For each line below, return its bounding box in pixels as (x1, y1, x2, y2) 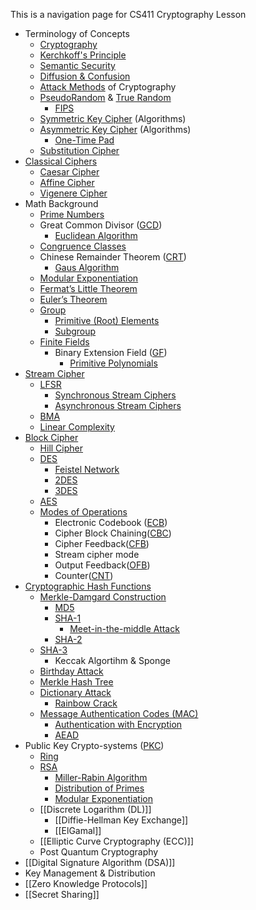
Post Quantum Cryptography (39, 846, 159, 858)
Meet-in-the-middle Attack (69, 623, 180, 634)
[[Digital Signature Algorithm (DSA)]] (24, 857, 176, 868)
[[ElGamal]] (54, 825, 102, 836)
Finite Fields (39, 336, 90, 348)
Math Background (24, 198, 99, 209)
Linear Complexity (39, 421, 115, 433)
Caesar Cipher (39, 166, 100, 178)
